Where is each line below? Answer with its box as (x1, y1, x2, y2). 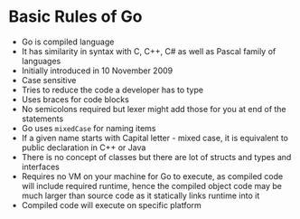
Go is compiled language (21, 36, 115, 47)
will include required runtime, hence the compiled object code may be (21, 180, 282, 191)
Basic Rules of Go (8, 6, 143, 27)
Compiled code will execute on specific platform (21, 199, 202, 210)
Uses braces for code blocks (21, 93, 130, 105)
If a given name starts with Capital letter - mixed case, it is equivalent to (21, 132, 288, 143)
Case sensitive (21, 74, 77, 85)
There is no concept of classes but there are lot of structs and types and (21, 151, 292, 162)
